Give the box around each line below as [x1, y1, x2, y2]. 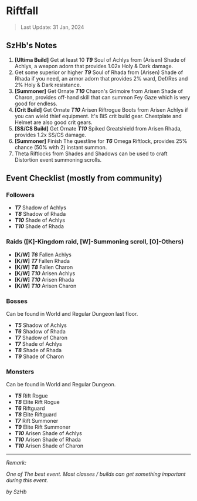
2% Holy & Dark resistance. [14, 81, 81, 88]
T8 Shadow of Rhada [14, 211, 66, 218]
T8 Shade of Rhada [14, 347, 62, 354]
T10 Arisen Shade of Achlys [14, 430, 82, 437]
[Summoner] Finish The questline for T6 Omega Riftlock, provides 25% [14, 137, 188, 145]
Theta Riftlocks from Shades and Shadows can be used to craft [14, 150, 168, 157]
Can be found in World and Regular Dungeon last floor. [6, 310, 138, 318]
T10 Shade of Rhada [14, 223, 64, 230]
